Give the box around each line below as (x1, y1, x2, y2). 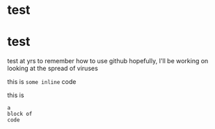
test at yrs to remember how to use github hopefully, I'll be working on (7, 57, 209, 65)
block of (7, 110, 33, 118)
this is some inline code (7, 78, 77, 86)
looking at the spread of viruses (7, 64, 99, 73)
